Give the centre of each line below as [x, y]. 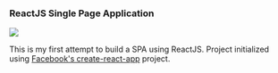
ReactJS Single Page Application [82, 13]
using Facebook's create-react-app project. [90, 59]
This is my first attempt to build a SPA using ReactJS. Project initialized [139, 49]
